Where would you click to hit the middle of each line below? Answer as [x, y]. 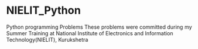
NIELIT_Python [44, 10]
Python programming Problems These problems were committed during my [99, 27]
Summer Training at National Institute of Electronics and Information [90, 33]
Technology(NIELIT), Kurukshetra [47, 39]
